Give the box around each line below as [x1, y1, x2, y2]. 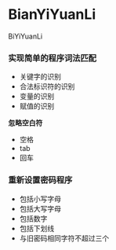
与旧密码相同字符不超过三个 [19, 233, 110, 243]
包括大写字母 [19, 204, 61, 213]
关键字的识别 [19, 72, 61, 82]
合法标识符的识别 [19, 82, 75, 91]
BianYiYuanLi [8, 6, 96, 24]
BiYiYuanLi [8, 31, 43, 41]
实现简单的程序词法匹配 [8, 53, 96, 64]
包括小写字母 [19, 194, 61, 204]
